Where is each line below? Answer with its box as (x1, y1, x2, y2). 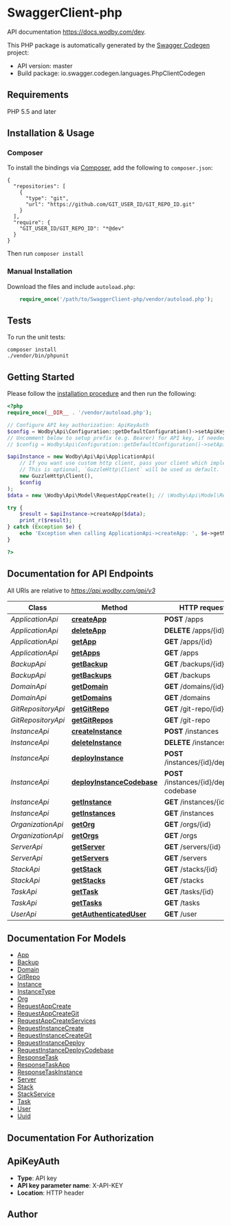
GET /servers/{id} (164, 841, 221, 851)
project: (7, 48, 30, 57)
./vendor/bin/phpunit (7, 352, 69, 359)
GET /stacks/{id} (164, 864, 218, 874)
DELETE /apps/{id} (164, 626, 225, 635)
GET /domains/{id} (164, 681, 225, 691)
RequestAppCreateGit (16, 1009, 79, 1018)
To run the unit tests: (7, 333, 66, 341)
